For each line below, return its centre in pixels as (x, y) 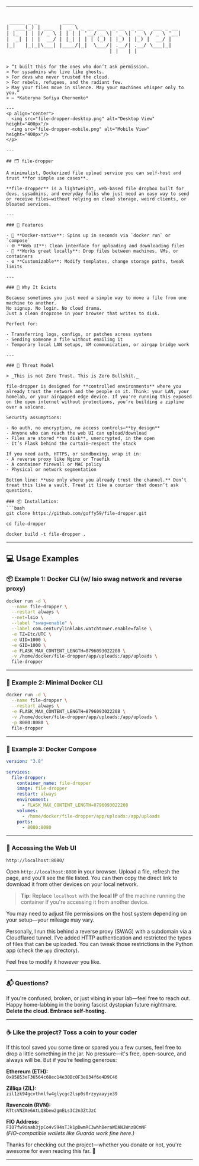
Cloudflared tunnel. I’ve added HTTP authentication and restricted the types (99, 938)
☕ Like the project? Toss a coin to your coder (72, 1032)
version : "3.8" (25, 761)
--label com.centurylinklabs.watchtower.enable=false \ (82, 629)
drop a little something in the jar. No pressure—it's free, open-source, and (96, 1054)
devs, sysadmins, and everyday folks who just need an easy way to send (98, 194)
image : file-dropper (42, 788)
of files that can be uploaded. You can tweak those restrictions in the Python (99, 944)
